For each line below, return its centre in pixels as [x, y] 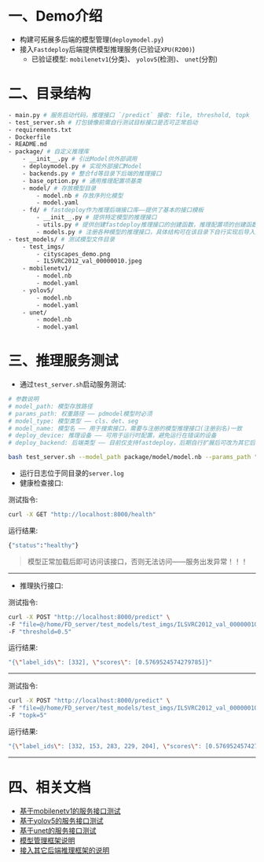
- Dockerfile [29, 137]
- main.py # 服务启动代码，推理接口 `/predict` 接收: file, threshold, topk [129, 115]
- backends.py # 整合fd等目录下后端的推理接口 [92, 174]
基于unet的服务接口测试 [58, 831]
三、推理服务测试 [64, 361]
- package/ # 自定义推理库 [49, 152]
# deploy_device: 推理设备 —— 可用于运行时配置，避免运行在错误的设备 [112, 436]
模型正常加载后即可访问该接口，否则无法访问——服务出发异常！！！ [137, 561]
